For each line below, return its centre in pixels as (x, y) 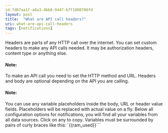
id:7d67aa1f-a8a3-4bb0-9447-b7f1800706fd (49, 10)
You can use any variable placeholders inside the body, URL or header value (84, 103)
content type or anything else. (36, 53)
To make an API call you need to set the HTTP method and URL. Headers (80, 76)
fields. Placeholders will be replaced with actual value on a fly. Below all (79, 109)
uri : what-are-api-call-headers (39, 24)
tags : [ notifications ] (29, 28)
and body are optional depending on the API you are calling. (67, 81)
